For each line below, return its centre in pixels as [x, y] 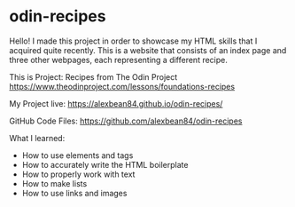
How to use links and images [74, 193]
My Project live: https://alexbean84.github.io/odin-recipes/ [116, 103]
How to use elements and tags [78, 155]
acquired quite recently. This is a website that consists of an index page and [148, 50]
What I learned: [37, 138]
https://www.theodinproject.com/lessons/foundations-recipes [122, 86]
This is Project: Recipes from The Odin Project [93, 76]
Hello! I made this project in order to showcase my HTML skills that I [133, 41]
